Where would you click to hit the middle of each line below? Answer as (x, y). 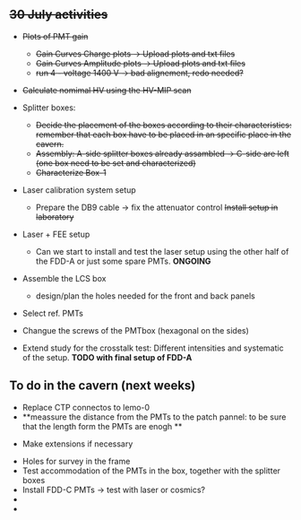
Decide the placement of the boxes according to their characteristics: (163, 125)
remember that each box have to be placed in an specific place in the (163, 134)
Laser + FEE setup (56, 234)
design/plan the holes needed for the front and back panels (145, 296)
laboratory (55, 217)
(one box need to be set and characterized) (116, 163)
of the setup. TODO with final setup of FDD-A (107, 357)
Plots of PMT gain (55, 36)
